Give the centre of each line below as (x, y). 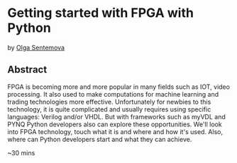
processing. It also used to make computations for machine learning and (113, 94)
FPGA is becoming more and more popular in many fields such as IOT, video (119, 87)
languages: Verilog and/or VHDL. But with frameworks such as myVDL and (116, 116)
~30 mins (21, 152)
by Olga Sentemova (36, 47)
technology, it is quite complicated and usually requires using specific (109, 109)
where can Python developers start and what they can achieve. (100, 139)
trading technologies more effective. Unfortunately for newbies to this (109, 102)
